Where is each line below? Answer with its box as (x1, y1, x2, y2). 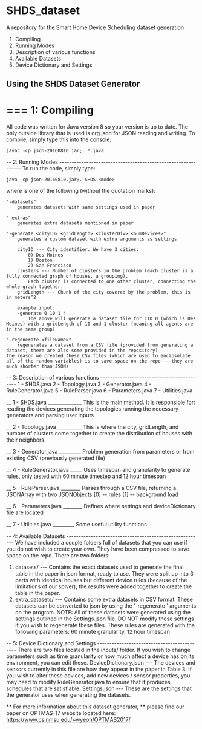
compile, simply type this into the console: (6, 136, 112, 143)
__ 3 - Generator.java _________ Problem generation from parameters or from (6, 448, 195, 455)
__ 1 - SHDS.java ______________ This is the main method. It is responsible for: (6, 398, 195, 406)
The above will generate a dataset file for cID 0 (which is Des (28, 316, 197, 322)
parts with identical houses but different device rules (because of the (15, 577, 187, 584)
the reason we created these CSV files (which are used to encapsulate (6, 353, 191, 359)
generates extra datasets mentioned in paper (17, 220, 134, 226)
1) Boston (28, 257, 53, 264)
